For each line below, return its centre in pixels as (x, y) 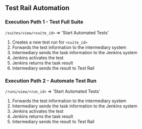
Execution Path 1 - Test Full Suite (44, 22)
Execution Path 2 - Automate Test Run (51, 81)
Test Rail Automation (37, 8)
